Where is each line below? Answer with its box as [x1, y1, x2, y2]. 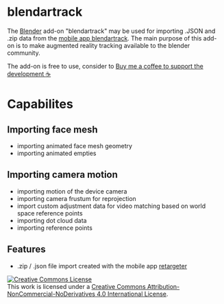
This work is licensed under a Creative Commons [7, 282, 146, 290]
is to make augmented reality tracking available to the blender [16, 41, 190, 49]
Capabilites [7, 97, 73, 112]
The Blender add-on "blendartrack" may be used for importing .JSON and [7, 27, 216, 35]
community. [7, 49, 40, 57]
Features [7, 244, 46, 255]
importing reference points [16, 224, 92, 232]
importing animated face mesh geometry [16, 141, 132, 150]
